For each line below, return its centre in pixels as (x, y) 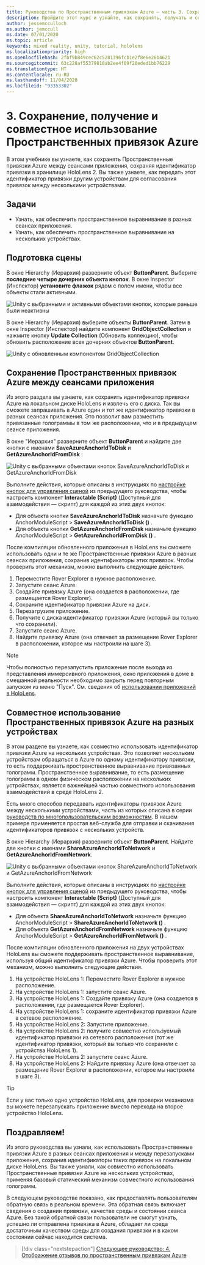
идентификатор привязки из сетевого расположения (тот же (94, 1037)
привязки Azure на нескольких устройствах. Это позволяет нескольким (101, 753)
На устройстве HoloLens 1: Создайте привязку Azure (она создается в (106, 998)
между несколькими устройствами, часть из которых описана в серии (99, 811)
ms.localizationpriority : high (46, 52)
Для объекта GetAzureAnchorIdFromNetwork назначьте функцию (101, 929)
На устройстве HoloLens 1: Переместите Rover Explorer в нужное (100, 979)
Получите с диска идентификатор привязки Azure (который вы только (107, 618)
